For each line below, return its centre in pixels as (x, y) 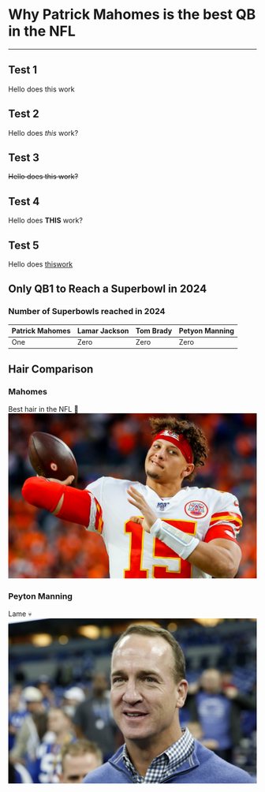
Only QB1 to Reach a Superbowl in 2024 (108, 289)
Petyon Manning (207, 331)
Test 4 (24, 202)
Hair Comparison (51, 370)
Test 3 (24, 157)
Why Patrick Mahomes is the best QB (132, 15)
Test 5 (24, 245)
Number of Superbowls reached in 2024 (87, 312)
